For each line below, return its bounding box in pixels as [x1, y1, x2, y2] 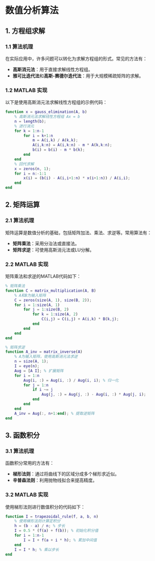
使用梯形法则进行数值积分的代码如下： [5, 503, 85, 510]
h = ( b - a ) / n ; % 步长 [14, 523, 65, 528]
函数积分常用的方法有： [5, 460, 54, 466]
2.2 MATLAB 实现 [5, 261, 49, 268]
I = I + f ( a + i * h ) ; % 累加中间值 [23, 538, 97, 543]
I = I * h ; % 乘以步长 [14, 547, 59, 552]
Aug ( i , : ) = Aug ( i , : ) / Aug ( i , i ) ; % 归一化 [23, 378, 119, 383]
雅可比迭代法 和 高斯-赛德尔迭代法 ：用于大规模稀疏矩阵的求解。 [12, 72, 144, 79]
